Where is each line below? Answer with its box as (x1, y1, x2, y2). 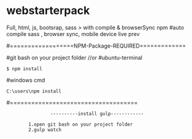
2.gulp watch (28, 126, 62, 133)
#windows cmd (6, 76, 45, 84)
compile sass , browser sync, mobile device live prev (6, 30, 140, 37)
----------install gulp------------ (50, 110, 144, 116)
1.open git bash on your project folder (28, 121, 133, 127)
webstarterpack (6, 4, 90, 18)
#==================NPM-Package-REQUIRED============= (6, 42, 186, 49)
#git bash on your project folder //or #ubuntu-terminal (6, 54, 143, 61)
